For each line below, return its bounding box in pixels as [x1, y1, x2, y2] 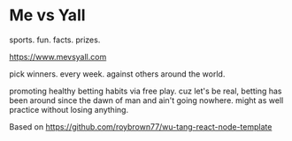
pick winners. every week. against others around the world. [9, 68, 226, 79]
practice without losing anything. [9, 104, 129, 115]
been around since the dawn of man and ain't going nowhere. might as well [9, 94, 284, 106]
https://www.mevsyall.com [9, 51, 107, 62]
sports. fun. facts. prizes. [9, 34, 101, 45]
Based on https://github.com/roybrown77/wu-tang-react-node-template [9, 121, 273, 132]
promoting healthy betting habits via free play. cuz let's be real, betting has [9, 85, 282, 96]
